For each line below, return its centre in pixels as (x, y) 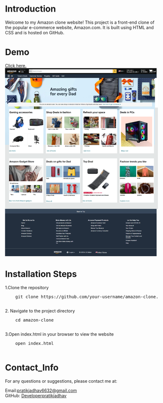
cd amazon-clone (35, 320)
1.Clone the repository (27, 287)
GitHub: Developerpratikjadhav (36, 395)
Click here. (16, 65)
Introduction (31, 9)
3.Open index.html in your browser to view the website (59, 334)
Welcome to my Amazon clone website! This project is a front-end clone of (80, 22)
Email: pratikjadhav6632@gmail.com (41, 390)
